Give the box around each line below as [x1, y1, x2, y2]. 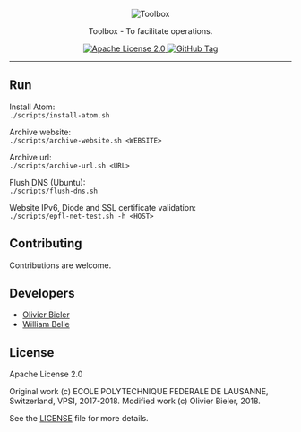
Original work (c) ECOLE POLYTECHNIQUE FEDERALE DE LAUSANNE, [9, 386, 269, 397]
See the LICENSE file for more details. [9, 413, 150, 424]
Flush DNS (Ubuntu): [9, 177, 86, 187]
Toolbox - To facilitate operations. [88, 26, 213, 36]
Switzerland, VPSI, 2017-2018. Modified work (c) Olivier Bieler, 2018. [9, 395, 262, 407]
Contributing [9, 236, 82, 251]
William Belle [21, 319, 70, 330]
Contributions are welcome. [9, 260, 112, 271]
